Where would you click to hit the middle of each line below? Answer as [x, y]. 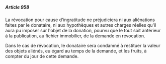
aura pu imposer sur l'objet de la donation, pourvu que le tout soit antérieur [83, 30]
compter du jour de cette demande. [42, 56]
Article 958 [17, 7]
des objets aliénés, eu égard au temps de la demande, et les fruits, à [76, 51]
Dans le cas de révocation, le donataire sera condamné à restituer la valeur [83, 45]
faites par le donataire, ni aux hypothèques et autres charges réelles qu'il [81, 25]
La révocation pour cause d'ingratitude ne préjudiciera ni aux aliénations [80, 20]
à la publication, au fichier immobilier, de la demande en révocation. [75, 36]
